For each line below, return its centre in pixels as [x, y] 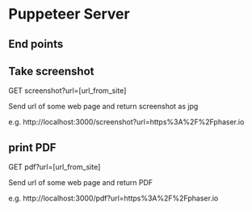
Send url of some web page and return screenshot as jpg [103, 107]
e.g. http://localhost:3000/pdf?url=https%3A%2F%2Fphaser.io [113, 198]
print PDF [32, 148]
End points [36, 44]
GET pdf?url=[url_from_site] [55, 167]
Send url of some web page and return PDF [81, 183]
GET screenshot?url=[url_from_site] [67, 91]
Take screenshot [51, 71]
